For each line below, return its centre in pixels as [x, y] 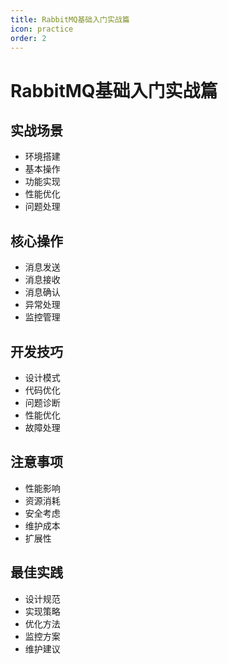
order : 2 [28, 38]
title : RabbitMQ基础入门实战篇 [70, 19]
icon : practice [42, 29]
